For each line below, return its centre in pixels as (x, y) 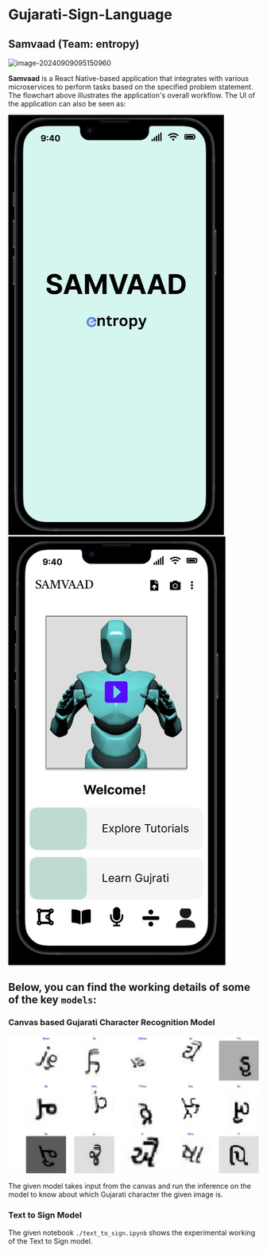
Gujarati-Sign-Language (90, 15)
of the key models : (52, 1000)
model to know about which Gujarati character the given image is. (116, 1194)
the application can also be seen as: (67, 104)
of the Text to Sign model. (50, 1240)
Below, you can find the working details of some (130, 987)
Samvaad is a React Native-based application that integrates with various (128, 78)
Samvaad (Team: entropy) (74, 44)
